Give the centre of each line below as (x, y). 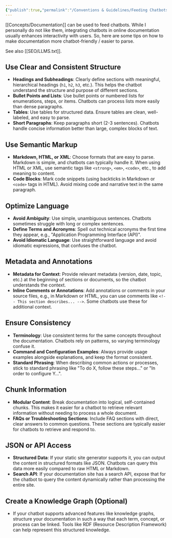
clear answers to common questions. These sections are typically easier (89, 424)
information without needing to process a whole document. (75, 413)
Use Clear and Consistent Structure (63, 67)
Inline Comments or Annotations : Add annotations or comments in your (89, 290)
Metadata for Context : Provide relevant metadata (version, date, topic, (87, 274)
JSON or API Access (38, 445)
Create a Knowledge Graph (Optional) (67, 501)
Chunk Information (36, 390)
